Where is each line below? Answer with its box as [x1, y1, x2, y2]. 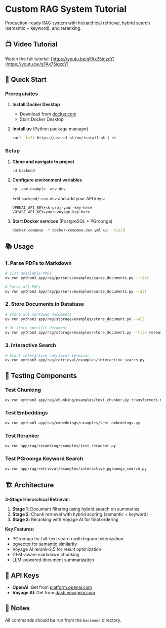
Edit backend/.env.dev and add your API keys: [12, 196, 105, 202]
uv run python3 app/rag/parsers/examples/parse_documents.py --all [5, 289, 147, 294]
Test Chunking [5, 386, 41, 393]
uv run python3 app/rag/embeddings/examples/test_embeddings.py [5, 420, 140, 426]
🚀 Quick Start [5, 75, 47, 84]
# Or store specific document [5, 326, 68, 331]
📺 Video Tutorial [5, 40, 58, 49]
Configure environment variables [12, 177, 83, 183]
